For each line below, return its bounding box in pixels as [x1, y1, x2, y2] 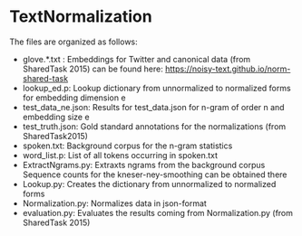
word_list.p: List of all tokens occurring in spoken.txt [22, 149, 219, 160]
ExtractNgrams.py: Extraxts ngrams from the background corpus [22, 159, 266, 170]
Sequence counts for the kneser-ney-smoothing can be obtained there [22, 169, 287, 180]
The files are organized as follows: [9, 36, 138, 47]
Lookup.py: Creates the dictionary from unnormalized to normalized [22, 178, 277, 189]
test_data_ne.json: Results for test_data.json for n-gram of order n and [22, 101, 285, 112]
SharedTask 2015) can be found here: [22, 63, 163, 74]
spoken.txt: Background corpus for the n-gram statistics [22, 140, 233, 151]
